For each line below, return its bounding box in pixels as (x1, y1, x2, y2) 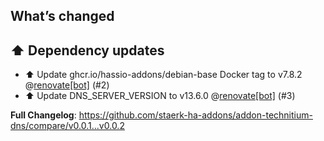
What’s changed (10, 8, 115, 25)
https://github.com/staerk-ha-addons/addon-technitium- (78, 109, 313, 121)
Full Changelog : (10, 109, 77, 121)
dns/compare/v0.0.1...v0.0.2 (10, 120, 125, 132)
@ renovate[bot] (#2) (24, 79, 110, 91)
